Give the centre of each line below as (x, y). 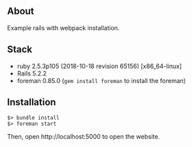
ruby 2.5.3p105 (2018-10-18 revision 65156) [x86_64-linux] (99, 66)
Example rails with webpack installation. (63, 27)
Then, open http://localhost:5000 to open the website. (84, 137)
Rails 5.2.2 (32, 73)
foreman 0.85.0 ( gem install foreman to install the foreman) (101, 80)
